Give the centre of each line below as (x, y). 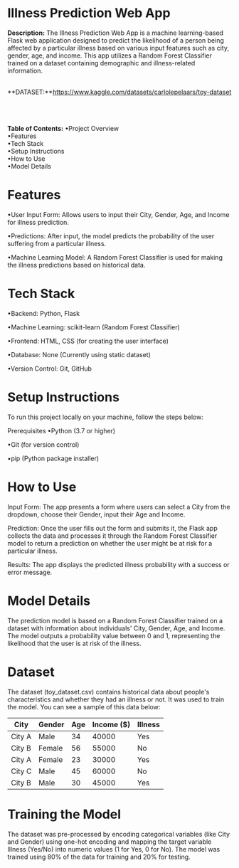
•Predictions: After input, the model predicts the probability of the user (111, 235)
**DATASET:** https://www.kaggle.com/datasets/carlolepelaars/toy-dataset (119, 92)
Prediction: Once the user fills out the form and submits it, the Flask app (113, 528)
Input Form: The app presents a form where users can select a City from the (119, 507)
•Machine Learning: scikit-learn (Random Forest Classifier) (94, 327)
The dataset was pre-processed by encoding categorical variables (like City (118, 834)
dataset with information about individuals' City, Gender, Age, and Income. (116, 628)
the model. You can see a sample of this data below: (84, 706)
